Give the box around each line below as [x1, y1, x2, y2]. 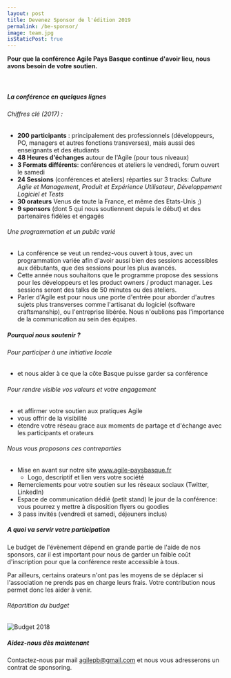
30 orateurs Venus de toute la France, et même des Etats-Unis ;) [17, 197, 202, 206]
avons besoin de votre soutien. [7, 62, 98, 70]
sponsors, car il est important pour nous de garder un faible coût [7, 550, 191, 559]
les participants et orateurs [17, 428, 94, 437]
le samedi [17, 168, 45, 176]
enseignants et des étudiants [17, 146, 100, 154]
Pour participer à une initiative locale [7, 348, 112, 356]
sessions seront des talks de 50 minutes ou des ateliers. [17, 286, 177, 294]
